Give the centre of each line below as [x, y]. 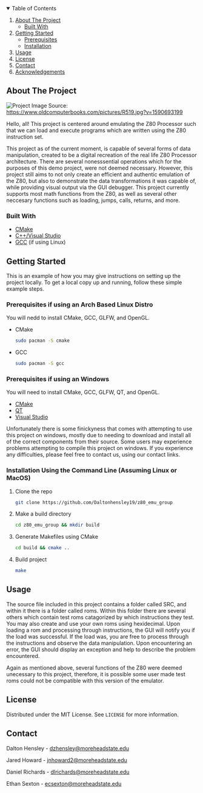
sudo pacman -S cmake [42, 341]
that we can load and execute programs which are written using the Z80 [96, 130]
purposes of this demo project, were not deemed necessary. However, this [99, 168]
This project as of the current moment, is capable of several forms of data [98, 148]
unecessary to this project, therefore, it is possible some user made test [96, 674]
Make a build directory [43, 514]
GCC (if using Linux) [40, 242]
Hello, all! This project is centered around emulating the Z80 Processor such [101, 123]
